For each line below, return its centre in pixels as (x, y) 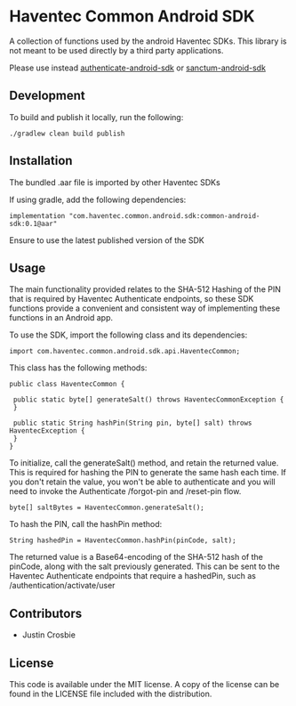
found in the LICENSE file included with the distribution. (111, 694)
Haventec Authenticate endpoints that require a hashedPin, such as (132, 576)
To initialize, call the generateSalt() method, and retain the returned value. (144, 463)
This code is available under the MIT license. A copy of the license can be (144, 684)
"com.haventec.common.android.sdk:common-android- (164, 215)
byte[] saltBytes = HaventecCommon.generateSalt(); (107, 508)
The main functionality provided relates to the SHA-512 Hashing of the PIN (145, 289)
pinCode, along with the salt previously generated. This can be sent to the (144, 566)
